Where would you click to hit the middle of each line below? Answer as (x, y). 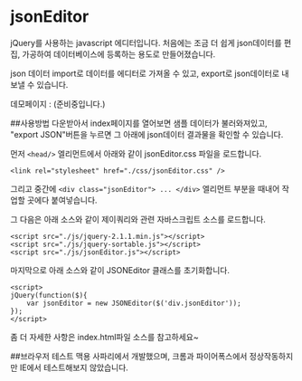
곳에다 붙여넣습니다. (62, 200)
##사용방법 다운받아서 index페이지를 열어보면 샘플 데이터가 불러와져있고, (139, 123)
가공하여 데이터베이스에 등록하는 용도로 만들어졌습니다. (119, 54)
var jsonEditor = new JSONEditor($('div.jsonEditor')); (134, 303)
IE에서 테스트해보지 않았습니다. (74, 367)
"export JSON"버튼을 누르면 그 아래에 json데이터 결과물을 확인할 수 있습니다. (147, 134)
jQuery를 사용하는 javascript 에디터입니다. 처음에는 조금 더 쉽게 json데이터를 (146, 43)
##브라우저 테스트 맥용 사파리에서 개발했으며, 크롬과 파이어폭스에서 (129, 356)
